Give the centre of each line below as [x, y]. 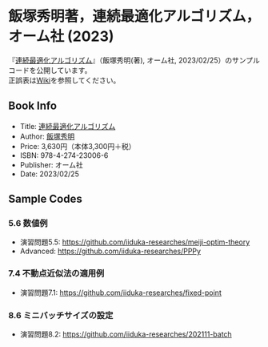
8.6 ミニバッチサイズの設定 [61, 315]
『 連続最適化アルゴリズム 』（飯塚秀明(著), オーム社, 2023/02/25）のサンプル [134, 60]
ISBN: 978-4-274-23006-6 [64, 155]
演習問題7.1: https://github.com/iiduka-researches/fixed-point [120, 293]
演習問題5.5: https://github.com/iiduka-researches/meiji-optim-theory [135, 242]
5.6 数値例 [28, 224]
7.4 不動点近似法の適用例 [56, 273]
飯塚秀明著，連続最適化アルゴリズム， [134, 16]
